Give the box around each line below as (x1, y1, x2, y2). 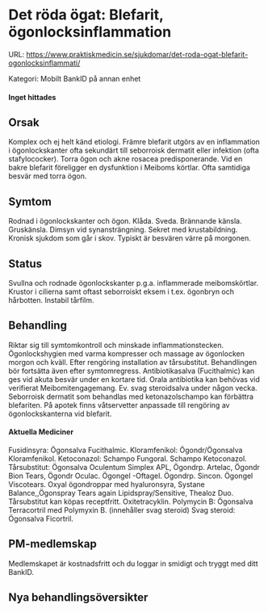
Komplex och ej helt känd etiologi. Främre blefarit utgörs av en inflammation (8, 137, 261, 147)
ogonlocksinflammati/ (8, 58, 81, 68)
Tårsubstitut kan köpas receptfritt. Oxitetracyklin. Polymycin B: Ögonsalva (8, 497, 253, 506)
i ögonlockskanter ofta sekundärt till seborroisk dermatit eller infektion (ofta (8, 145, 260, 155)
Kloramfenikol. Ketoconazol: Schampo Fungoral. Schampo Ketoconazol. (8, 454, 248, 463)
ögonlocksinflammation (8, 23, 172, 41)
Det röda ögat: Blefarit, (8, 6, 164, 24)
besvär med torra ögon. (8, 171, 87, 181)
